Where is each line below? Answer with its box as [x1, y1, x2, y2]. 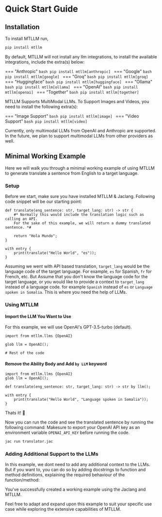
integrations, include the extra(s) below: [5, 59, 85, 65]
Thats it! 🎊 [5, 410, 26, 416]
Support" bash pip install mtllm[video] [5, 118, 87, 124]
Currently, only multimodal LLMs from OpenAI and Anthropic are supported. [5, 127, 157, 133]
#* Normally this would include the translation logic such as [14, 212, 145, 217]
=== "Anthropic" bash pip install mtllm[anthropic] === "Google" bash [5, 68, 152, 74]
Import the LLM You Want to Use [5, 313, 71, 319]
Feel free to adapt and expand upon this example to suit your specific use [5, 501, 152, 507]
